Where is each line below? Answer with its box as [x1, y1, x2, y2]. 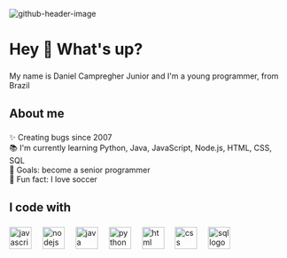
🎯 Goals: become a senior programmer [9, 164, 151, 176]
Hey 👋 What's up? [9, 40, 143, 59]
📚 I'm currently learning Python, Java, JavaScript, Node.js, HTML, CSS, [9, 142, 273, 154]
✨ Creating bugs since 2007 [9, 133, 112, 143]
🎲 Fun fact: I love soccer [9, 174, 97, 185]
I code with [9, 200, 72, 215]
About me [9, 106, 65, 121]
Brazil [9, 80, 30, 91]
